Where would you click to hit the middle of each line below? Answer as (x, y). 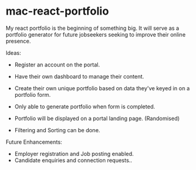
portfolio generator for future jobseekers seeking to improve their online (96, 34)
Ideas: (13, 52)
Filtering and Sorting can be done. (57, 130)
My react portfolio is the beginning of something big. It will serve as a (93, 28)
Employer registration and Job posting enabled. (74, 154)
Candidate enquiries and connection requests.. (73, 160)
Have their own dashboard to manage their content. (79, 76)
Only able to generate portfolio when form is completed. (85, 106)
